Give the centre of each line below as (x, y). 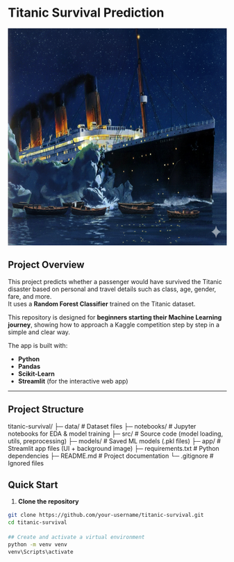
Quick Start (33, 485)
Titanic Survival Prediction (86, 13)
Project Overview (46, 265)
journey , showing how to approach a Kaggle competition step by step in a (114, 324)
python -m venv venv (38, 544)
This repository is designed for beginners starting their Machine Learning (115, 317)
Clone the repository (48, 502)
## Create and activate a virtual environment (76, 537)
